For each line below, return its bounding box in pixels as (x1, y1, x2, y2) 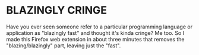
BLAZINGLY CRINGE (6, 4, 107, 17)
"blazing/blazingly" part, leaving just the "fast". (6, 42, 121, 49)
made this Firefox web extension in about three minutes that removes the (6, 35, 185, 43)
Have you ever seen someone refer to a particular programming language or (6, 23, 193, 30)
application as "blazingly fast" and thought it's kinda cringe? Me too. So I (6, 29, 185, 36)
